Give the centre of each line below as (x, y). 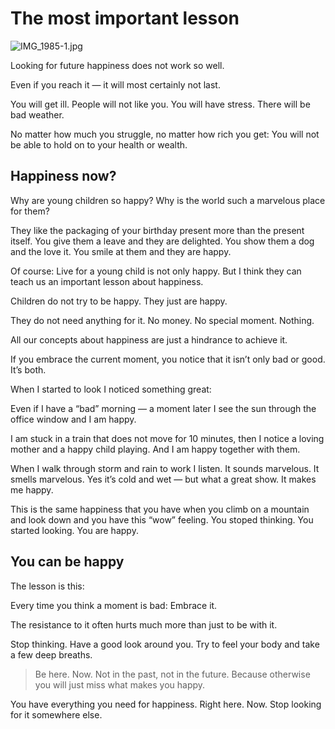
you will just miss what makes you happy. (120, 684)
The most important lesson (125, 18)
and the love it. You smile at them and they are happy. (121, 251)
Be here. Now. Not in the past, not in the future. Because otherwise (172, 674)
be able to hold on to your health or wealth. (99, 144)
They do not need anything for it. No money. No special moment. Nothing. (162, 320)
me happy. (32, 489)
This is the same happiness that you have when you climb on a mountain (160, 509)
